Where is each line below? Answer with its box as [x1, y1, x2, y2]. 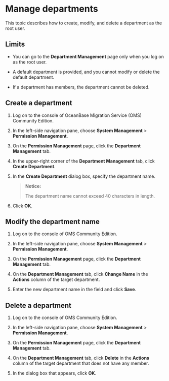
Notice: [25, 183, 41, 189]
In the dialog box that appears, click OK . [12, 370, 97, 376]
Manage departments [5, 3, 99, 15]
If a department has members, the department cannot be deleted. [12, 84, 150, 90]
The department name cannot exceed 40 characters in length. [25, 193, 155, 199]
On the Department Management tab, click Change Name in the [12, 271, 148, 277]
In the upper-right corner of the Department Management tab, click [12, 158, 155, 164]
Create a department [5, 99, 72, 107]
